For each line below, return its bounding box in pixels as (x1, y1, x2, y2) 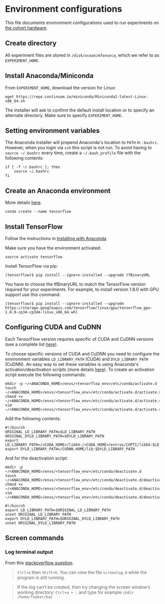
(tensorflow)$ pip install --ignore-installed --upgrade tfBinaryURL (5, 273, 151, 277)
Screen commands (5, 534, 64, 542)
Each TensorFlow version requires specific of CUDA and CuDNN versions (5, 336, 154, 342)
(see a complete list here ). (5, 341, 58, 347)
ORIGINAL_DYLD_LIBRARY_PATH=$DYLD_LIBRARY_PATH (5, 434, 105, 439)
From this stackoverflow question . (5, 560, 74, 566)
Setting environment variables (5, 126, 100, 135)
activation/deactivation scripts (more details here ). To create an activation (5, 366, 155, 372)
